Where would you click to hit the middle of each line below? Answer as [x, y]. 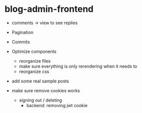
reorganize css [34, 71]
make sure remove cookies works [46, 90]
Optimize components [34, 51]
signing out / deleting [41, 100]
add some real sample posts [40, 81]
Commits [21, 42]
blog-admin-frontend [49, 9]
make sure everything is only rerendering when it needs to [78, 66]
